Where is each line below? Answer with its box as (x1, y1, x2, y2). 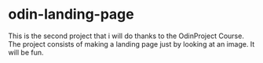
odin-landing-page (8, 5, 135, 23)
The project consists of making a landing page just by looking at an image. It (8, 39, 255, 48)
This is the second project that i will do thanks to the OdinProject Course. (8, 31, 245, 40)
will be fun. (8, 47, 45, 57)
